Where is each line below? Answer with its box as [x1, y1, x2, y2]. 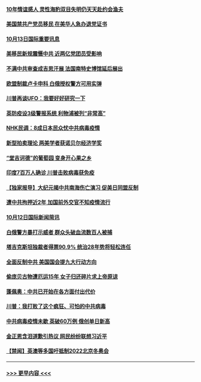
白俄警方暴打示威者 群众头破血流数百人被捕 [6, 228, 112, 235]
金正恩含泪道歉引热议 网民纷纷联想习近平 [6, 332, 108, 339]
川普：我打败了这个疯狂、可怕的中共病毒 [6, 303, 106, 310]
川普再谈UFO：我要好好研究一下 [6, 95, 86, 102]
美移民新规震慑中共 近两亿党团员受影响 [6, 50, 102, 57]
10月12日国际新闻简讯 [6, 213, 60, 220]
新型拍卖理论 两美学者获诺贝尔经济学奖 [6, 139, 102, 147]
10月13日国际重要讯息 [6, 35, 60, 42]
